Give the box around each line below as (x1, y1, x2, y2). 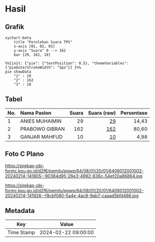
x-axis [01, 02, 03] (14, 44, 55, 49)
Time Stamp (7, 229, 35, 236)
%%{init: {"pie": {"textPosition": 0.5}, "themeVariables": (5, 61, 129, 66)
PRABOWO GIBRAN (20, 125, 65, 132)
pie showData (5, 69, 31, 74)
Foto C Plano (5, 150, 44, 158)
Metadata (5, 207, 35, 215)
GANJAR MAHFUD (20, 133, 63, 140)
